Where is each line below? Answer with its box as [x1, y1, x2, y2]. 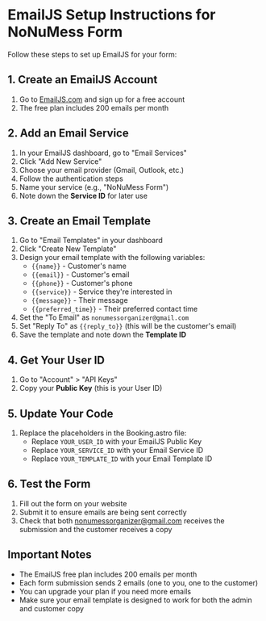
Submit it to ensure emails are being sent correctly [19, 507, 187, 517]
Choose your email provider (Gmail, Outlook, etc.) [19, 165, 185, 174]
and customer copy [19, 603, 85, 613]
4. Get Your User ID [7, 353, 106, 367]
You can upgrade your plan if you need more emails [19, 586, 191, 596]
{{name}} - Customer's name [31, 261, 127, 271]
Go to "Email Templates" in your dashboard [19, 236, 163, 245]
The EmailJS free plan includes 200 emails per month [19, 569, 197, 579]
